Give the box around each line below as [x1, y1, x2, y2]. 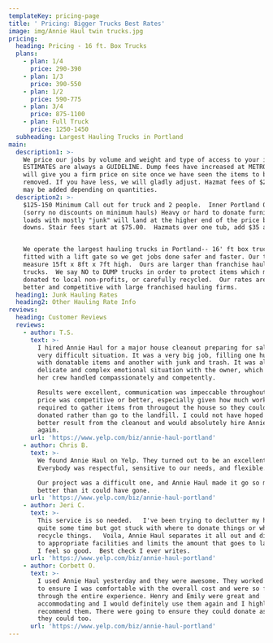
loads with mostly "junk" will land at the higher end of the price [23, 216, 260, 224]
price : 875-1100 [29, 111, 85, 119]
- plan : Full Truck [23, 118, 89, 126]
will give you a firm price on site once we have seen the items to [23, 171, 260, 179]
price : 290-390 [29, 65, 82, 73]
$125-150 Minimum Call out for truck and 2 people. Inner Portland [23, 201, 260, 209]
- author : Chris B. [23, 441, 89, 450]
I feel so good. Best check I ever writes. [37, 546, 191, 555]
